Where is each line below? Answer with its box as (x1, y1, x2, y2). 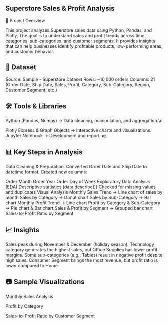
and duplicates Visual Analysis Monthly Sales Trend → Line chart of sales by (5, 189, 163, 195)
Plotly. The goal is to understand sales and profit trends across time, (5, 32, 146, 38)
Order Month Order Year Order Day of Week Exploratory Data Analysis (5, 179, 150, 185)
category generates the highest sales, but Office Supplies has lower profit (5, 247, 158, 253)
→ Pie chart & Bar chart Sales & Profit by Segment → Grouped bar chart (5, 205, 153, 211)
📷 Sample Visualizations (5, 278, 85, 286)
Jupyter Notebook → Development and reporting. (5, 133, 107, 139)
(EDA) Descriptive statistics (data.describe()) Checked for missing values (5, 184, 156, 190)
